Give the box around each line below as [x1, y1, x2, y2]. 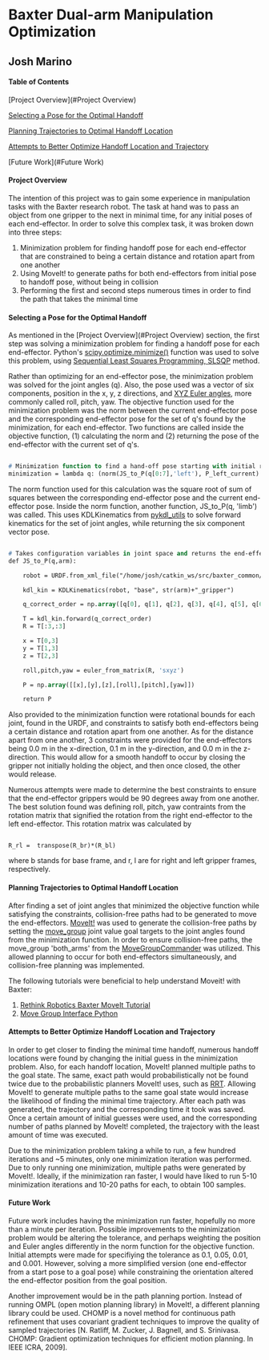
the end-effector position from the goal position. [8, 1275, 167, 1285]
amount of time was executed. [8, 1130, 108, 1139]
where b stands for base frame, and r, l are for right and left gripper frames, [8, 856, 258, 865]
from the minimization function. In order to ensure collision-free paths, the [8, 934, 253, 944]
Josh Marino [8, 55, 73, 68]
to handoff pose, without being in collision [19, 277, 159, 287]
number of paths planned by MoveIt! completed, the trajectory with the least [8, 1122, 260, 1131]
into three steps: [8, 227, 62, 237]
